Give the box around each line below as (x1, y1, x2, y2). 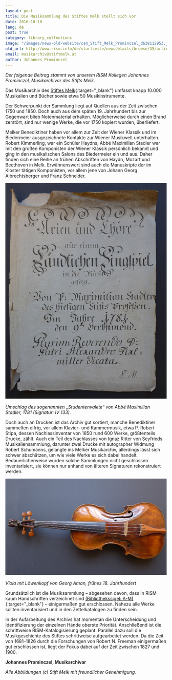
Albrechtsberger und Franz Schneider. (5, 173, 86, 179)
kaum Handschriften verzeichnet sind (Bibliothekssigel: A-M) (5, 596, 134, 602)
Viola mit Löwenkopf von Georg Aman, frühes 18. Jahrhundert (5, 580, 137, 587)
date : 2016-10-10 (5, 19, 42, 24)
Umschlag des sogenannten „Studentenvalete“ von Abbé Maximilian (5, 404, 150, 410)
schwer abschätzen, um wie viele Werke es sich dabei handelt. (5, 452, 138, 458)
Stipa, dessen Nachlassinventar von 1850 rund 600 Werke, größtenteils (5, 430, 156, 436)
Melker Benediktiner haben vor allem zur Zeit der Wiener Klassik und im (5, 129, 157, 135)
